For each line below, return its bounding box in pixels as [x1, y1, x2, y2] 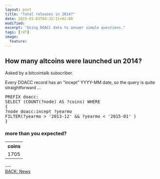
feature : [9, 39, 27, 44]
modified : [5, 20, 25, 26]
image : [5, 35, 19, 40]
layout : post [5, 7, 32, 12]
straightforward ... [5, 84, 41, 90]
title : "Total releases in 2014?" [5, 12, 76, 17]
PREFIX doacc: [5, 94, 39, 99]
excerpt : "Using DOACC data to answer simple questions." [5, 25, 125, 30]
